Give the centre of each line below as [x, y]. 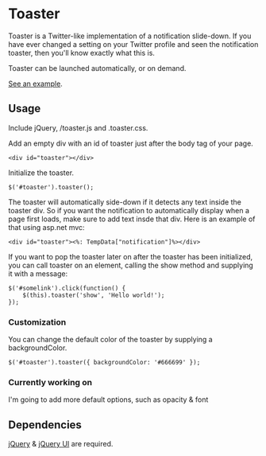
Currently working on [50, 382]
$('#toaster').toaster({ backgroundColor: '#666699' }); [104, 363]
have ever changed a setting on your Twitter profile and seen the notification [133, 44]
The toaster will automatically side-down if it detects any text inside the [125, 202]
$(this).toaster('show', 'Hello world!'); [94, 295]
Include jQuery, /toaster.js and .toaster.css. [78, 127]
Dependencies [45, 425]
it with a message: [38, 273]
